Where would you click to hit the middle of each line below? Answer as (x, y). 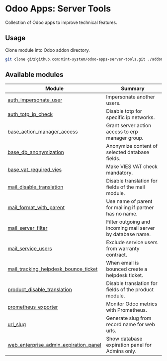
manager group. (125, 138)
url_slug (17, 325)
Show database (124, 339)
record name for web (131, 325)
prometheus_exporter (33, 307)
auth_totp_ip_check (30, 114)
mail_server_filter (28, 228)
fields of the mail (125, 187)
